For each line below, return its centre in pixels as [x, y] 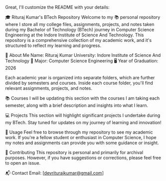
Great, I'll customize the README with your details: [57, 7]
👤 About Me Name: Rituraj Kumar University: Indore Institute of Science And [83, 55]
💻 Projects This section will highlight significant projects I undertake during [83, 115]
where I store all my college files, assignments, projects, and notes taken [80, 24]
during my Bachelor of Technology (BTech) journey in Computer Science [80, 30]
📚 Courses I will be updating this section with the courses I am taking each [83, 98]
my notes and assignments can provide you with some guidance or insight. [82, 143]
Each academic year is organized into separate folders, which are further [80, 78]
